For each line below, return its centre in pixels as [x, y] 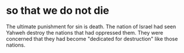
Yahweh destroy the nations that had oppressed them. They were [85, 32]
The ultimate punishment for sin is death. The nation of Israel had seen [91, 26]
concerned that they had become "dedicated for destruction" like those [92, 39]
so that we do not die [58, 11]
